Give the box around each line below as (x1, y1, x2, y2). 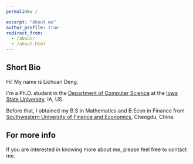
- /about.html (11, 41, 46, 47)
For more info (6, 130, 56, 141)
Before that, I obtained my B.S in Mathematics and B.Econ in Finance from (6, 107, 185, 114)
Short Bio (6, 63, 41, 73)
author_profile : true (6, 25, 59, 30)
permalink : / (6, 8, 38, 15)
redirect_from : (6, 30, 43, 36)
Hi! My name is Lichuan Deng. (6, 78, 79, 85)
